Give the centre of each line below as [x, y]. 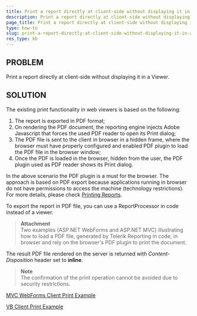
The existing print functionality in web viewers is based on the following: [93, 109]
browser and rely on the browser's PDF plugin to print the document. [103, 242]
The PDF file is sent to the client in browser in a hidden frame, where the [102, 139]
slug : [13, 33]
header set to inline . [59, 260]
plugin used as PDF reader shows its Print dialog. [74, 164]
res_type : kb [22, 39]
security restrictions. [45, 284]
